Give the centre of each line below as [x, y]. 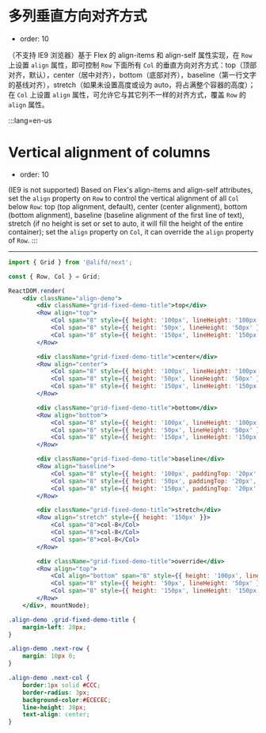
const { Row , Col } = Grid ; [55, 277]
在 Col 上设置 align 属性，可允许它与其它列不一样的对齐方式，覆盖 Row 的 [127, 94]
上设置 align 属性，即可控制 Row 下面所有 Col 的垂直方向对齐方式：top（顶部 [133, 65]
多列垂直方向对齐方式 [78, 16]
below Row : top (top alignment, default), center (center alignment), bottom [128, 206]
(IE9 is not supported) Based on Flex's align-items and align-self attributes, [131, 189]
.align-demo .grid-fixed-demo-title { [72, 620]
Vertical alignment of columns [110, 153]
